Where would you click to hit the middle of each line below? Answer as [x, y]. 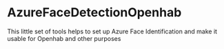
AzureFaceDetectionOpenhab [94, 13]
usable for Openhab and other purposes [64, 38]
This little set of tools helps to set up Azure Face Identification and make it [112, 31]
